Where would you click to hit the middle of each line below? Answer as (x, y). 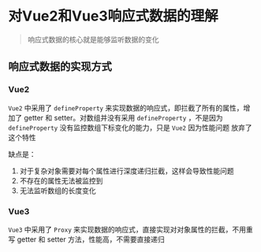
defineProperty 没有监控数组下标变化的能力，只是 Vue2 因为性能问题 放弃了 (130, 128)
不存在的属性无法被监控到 (61, 180)
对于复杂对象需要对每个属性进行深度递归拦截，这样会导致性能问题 (127, 171)
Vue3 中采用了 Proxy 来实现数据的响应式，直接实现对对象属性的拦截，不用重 (131, 229)
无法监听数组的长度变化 (58, 191)
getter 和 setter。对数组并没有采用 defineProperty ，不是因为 (123, 117)
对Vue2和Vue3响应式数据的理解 (113, 16)
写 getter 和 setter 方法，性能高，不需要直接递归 (86, 239)
